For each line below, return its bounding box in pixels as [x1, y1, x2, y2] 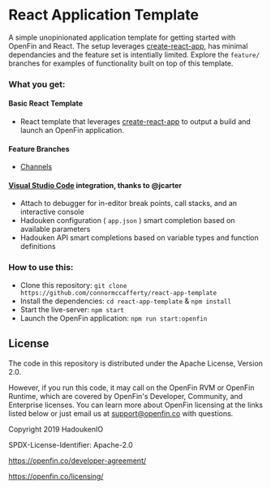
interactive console [19, 207, 84, 217]
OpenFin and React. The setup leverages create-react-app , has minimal [8, 41, 248, 50]
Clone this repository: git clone [19, 280, 127, 290]
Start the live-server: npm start [19, 304, 124, 314]
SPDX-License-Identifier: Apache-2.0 [8, 440, 134, 449]
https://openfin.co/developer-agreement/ [8, 456, 147, 465]
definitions [19, 242, 56, 251]
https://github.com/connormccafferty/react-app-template [19, 289, 217, 297]
